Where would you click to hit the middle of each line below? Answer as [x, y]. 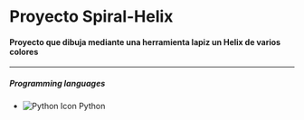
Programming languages [57, 83]
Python [92, 106]
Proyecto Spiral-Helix [91, 17]
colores [24, 51]
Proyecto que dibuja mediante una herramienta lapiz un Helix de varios [145, 42]
